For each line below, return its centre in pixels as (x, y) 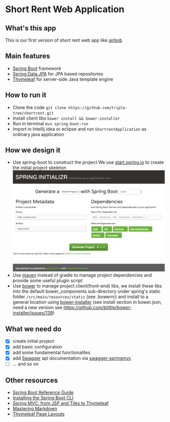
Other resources (32, 380)
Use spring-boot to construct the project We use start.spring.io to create (88, 162)
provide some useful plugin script (47, 280)
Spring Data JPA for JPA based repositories (58, 74)
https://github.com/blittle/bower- (98, 307)
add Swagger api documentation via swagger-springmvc (72, 358)
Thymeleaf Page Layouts (38, 414)
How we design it (33, 150)
